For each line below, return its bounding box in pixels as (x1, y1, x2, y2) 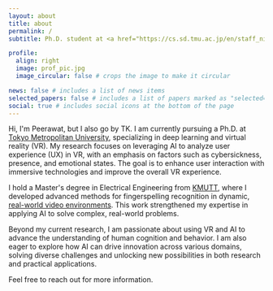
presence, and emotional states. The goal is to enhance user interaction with (8, 159, 265, 168)
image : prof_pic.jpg (15, 64, 85, 73)
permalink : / (8, 27, 53, 35)
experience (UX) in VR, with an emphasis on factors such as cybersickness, (8, 150, 262, 159)
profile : (8, 50, 38, 58)
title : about (8, 20, 53, 28)
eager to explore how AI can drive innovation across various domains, (8, 241, 242, 252)
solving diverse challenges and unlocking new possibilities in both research (8, 250, 262, 260)
